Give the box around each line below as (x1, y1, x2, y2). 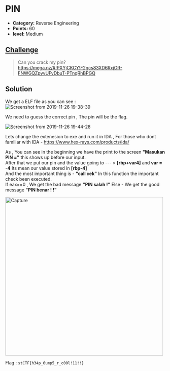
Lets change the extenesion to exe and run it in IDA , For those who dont (5, 133, 156, 139)
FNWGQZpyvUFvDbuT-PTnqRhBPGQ (17, 70, 95, 76)
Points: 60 (12, 25, 35, 31)
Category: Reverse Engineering (12, 20, 80, 26)
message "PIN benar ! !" (5, 187, 57, 193)
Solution (5, 85, 32, 93)
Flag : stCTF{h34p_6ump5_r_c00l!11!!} (5, 359, 84, 365)
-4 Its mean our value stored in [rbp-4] (5, 165, 87, 171)
